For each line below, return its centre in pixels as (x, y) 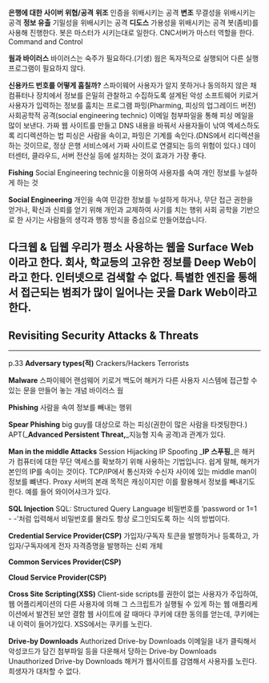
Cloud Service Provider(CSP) (58, 578)
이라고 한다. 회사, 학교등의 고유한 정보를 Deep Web (127, 263)
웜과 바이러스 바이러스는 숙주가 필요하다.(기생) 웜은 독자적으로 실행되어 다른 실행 (133, 58)
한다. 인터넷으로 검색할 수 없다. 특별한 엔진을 (133, 277)
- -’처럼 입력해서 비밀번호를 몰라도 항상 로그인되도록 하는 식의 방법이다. (119, 519)
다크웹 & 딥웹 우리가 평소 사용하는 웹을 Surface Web (131, 248)
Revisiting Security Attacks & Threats (104, 335)
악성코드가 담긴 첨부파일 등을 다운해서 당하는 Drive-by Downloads (113, 651)
